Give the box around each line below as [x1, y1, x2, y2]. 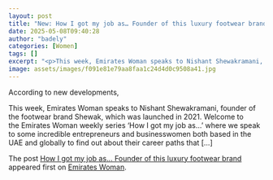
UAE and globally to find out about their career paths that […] [8, 138, 213, 147]
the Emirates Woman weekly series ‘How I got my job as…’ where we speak [8, 120, 261, 130]
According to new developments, [8, 87, 119, 97]
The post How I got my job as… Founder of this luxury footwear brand [8, 153, 242, 163]
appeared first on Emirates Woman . [8, 162, 128, 172]
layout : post [8, 11, 53, 20]
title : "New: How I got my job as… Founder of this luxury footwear [8, 20, 245, 28]
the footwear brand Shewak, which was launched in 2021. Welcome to [8, 112, 244, 121]
